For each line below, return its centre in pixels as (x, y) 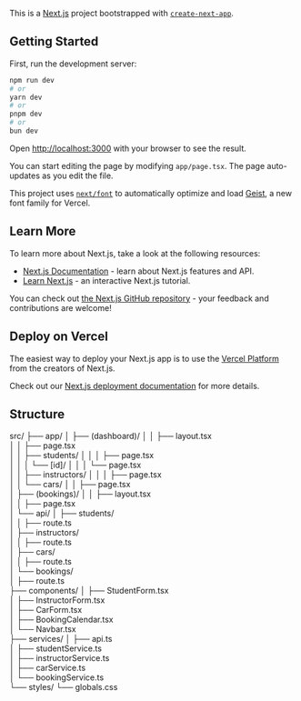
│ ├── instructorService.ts (60, 658)
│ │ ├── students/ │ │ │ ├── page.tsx (82, 456)
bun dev (24, 131)
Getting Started (54, 41)
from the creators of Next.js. (62, 368)
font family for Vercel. (50, 203)
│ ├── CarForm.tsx (46, 610)
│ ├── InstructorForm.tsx (57, 600)
